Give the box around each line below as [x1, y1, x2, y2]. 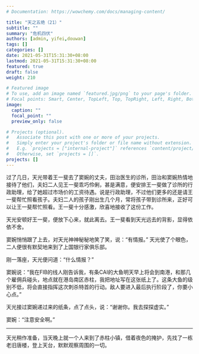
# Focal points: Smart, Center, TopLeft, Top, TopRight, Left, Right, [6, 96, 184, 103]
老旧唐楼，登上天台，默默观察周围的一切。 [6, 342, 110, 349]
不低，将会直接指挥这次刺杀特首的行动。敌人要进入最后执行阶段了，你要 [11, 283, 188, 291]
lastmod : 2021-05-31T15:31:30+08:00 [6, 58, 97, 64]
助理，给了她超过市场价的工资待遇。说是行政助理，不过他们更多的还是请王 [11, 188, 193, 196]
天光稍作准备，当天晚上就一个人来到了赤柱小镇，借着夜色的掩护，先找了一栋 [6, 334, 193, 341]
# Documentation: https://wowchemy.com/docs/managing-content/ [6, 8, 166, 15]
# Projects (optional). [6, 129, 65, 135]
